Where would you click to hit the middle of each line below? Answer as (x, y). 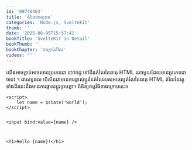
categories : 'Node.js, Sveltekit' (48, 22)
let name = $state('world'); (52, 102)
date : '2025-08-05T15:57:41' (42, 33)
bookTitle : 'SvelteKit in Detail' (48, 39)
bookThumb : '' (23, 45)
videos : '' (19, 55)
